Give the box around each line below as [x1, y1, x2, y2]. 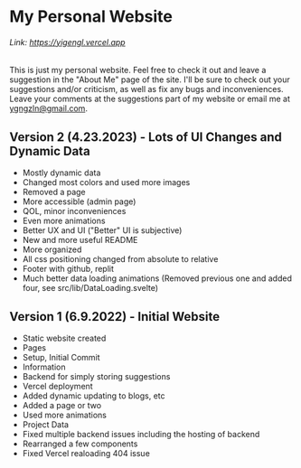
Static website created [22, 332, 107, 344]
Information [22, 361, 66, 372]
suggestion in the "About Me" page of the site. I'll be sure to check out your [9, 74, 291, 85]
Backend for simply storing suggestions [22, 371, 171, 382]
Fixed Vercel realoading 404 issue [22, 448, 151, 459]
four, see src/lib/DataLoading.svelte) [22, 283, 159, 294]
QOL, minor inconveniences [22, 206, 127, 217]
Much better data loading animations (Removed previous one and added [22, 273, 292, 284]
